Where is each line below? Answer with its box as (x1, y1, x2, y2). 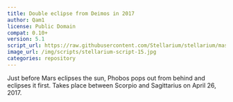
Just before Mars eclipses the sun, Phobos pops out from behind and (7, 74, 206, 82)
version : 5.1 (7, 36, 45, 43)
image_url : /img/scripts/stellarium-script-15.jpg (7, 49, 157, 56)
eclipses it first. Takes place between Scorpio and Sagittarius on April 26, (7, 81, 216, 90)
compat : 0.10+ (7, 29, 49, 37)
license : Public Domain (7, 23, 76, 30)
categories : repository (7, 55, 76, 62)
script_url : (7, 42, 42, 49)
